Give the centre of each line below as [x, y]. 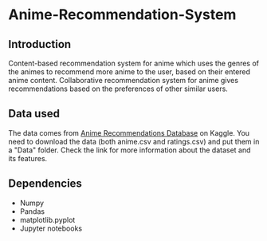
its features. [28, 158]
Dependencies [45, 184]
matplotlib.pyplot [47, 219]
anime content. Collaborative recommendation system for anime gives [124, 80]
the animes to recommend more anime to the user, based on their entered [130, 72]
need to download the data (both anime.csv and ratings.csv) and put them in [134, 141]
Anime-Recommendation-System [122, 15]
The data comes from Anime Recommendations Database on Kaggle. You [129, 132]
